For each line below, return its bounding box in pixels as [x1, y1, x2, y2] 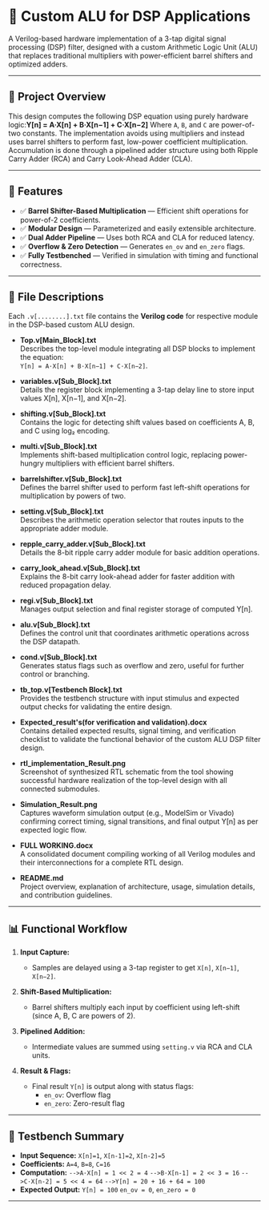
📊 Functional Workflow [8, 922, 128, 936]
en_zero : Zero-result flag [43, 1099, 126, 1108]
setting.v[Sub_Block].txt [19, 506, 104, 516]
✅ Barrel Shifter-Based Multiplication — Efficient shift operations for [19, 206, 249, 216]
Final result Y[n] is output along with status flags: [31, 1082, 195, 1091]
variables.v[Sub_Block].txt [19, 377, 112, 386]
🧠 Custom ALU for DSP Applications [8, 7, 251, 26]
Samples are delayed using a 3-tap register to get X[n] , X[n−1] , [31, 963, 240, 973]
